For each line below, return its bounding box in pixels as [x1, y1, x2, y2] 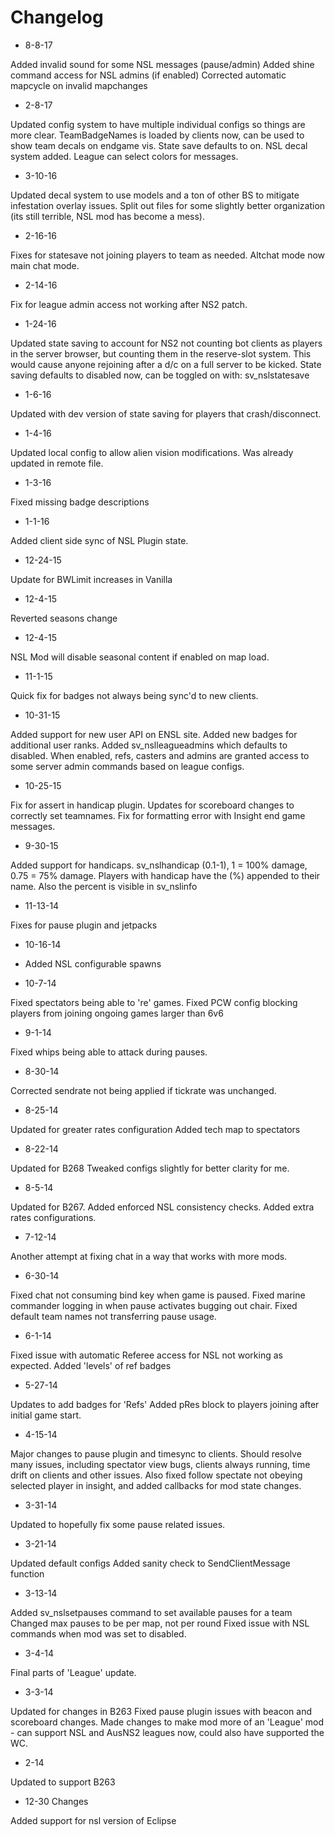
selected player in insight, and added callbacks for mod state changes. [10, 1479, 302, 1491]
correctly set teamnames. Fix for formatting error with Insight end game [10, 809, 306, 821]
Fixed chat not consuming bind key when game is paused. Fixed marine [10, 1289, 306, 1301]
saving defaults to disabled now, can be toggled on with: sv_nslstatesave [10, 369, 310, 381]
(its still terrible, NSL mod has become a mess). [10, 210, 205, 222]
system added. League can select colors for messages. [10, 150, 239, 162]
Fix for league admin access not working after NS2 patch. [10, 298, 248, 310]
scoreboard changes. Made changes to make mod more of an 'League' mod [10, 1716, 325, 1728]
